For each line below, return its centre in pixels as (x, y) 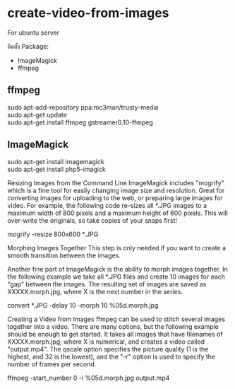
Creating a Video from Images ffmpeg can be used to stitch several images (116, 319)
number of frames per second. (52, 364)
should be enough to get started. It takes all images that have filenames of (115, 334)
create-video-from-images (88, 13)
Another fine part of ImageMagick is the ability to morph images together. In (117, 269)
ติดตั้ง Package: (28, 46)
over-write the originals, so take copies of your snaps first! (92, 220)
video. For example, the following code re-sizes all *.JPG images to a (107, 205)
